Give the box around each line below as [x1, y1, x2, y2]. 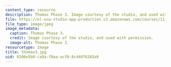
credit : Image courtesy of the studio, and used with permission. [10, 36, 154, 41]
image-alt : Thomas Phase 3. [10, 40, 70, 45]
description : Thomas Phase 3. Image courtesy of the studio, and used [5, 12, 158, 17]
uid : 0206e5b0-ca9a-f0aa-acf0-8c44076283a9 [5, 54, 99, 59]
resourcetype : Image [5, 45, 49, 50]
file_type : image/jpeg [5, 21, 53, 27]
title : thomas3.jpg [5, 49, 47, 54]
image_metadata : [5, 26, 40, 31]
